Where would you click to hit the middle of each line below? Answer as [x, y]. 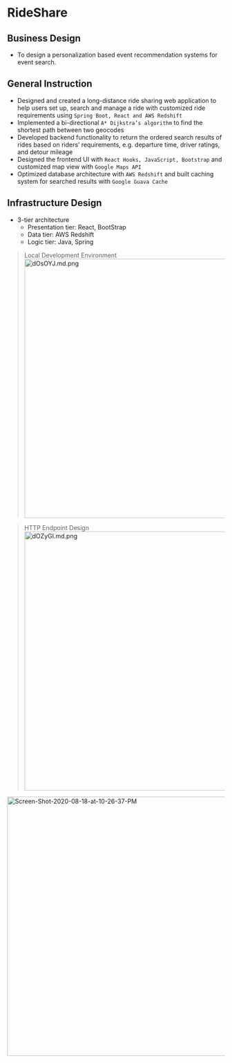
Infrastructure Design [55, 203]
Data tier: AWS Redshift [61, 234]
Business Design [44, 38]
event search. [37, 62]
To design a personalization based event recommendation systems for [117, 55]
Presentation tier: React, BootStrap [77, 227]
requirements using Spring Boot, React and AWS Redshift [100, 115]
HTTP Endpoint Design [57, 527]
